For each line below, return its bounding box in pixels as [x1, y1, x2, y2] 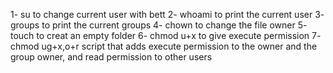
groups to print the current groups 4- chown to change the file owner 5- [10, 19, 308, 31]
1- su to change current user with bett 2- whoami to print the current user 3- [10, 9, 325, 20]
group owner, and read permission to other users [10, 51, 213, 63]
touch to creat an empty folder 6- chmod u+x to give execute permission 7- [10, 30, 322, 41]
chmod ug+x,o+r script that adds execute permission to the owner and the [10, 40, 318, 52]
